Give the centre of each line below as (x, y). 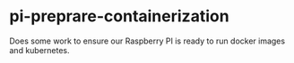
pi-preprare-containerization (120, 16)
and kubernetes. (39, 50)
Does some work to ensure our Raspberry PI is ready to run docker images (147, 41)
